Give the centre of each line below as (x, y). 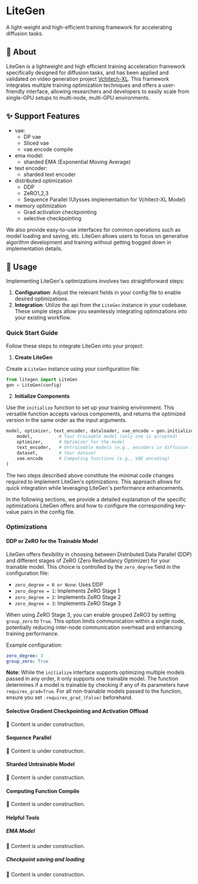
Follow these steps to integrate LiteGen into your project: (75, 346)
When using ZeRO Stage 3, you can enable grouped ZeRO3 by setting (91, 614)
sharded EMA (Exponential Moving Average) (77, 162)
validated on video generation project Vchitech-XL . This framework (88, 78)
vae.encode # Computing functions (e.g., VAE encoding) (93, 459)
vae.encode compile (48, 149)
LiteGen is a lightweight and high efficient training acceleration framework (96, 66)
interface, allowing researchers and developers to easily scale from (108, 91)
